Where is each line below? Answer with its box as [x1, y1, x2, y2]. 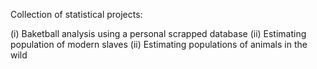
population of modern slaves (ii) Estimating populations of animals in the [10, 39, 308, 50]
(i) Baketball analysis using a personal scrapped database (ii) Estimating [10, 28, 307, 39]
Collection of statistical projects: [10, 9, 143, 20]
